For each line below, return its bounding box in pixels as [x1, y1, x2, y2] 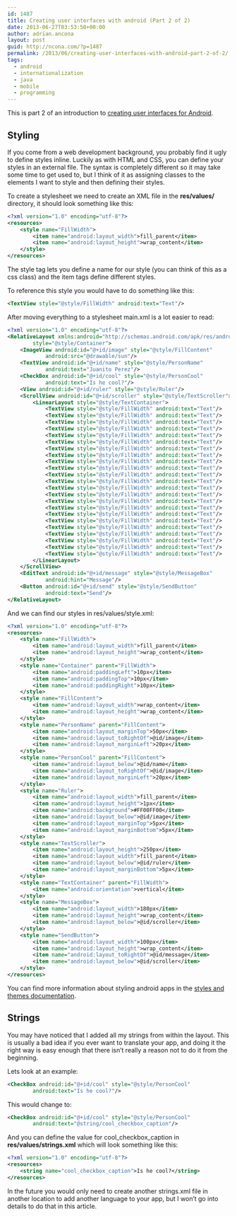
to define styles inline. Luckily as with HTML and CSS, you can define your [7, 155, 224, 163]
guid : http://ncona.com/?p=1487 [7, 43, 102, 50]
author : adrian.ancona [7, 30, 74, 37]
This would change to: [7, 1100, 72, 1108]
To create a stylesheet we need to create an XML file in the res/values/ [7, 192, 215, 200]
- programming [13, 89, 55, 96]
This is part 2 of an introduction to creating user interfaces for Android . [7, 109, 214, 117]
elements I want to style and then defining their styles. [7, 178, 165, 186]
